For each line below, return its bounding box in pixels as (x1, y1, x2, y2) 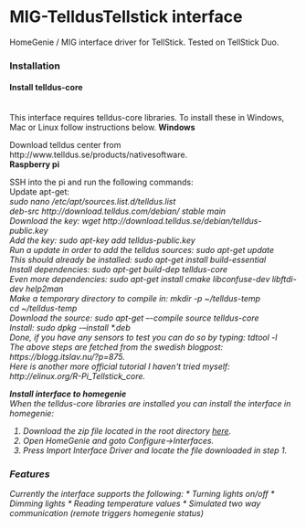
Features (9, 468, 50, 480)
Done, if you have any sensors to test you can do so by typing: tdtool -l (9, 332, 278, 343)
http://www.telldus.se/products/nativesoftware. (9, 149, 188, 161)
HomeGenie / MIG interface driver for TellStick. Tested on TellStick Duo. (9, 37, 280, 48)
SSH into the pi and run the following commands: (9, 176, 194, 188)
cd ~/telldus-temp (9, 303, 78, 314)
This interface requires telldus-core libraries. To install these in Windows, (9, 112, 285, 123)
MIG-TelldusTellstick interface (9, 6, 243, 27)
